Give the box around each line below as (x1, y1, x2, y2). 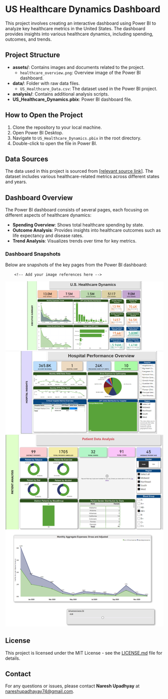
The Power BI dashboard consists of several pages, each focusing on (5, 207, 149, 213)
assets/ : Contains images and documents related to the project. (12, 64, 145, 70)
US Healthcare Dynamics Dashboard (5, 4, 160, 15)
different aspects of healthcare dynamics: (5, 212, 92, 218)
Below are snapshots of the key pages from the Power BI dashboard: (5, 262, 147, 268)
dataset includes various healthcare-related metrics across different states (5, 174, 159, 180)
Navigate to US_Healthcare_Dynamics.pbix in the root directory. (12, 135, 141, 141)
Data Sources (5, 154, 49, 163)
